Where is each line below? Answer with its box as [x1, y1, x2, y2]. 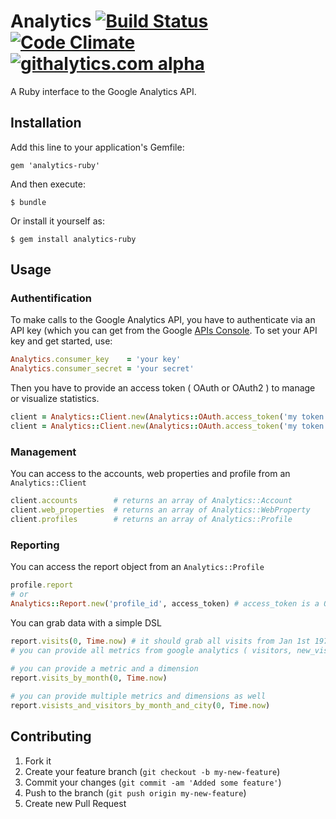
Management [10, 445, 77, 459]
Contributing [10, 728, 92, 745]
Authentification [10, 291, 92, 305]
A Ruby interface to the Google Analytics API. [10, 85, 197, 97]
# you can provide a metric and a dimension [10, 664, 199, 674]
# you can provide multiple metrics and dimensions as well [10, 691, 267, 702]
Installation [10, 115, 82, 132]
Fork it [24, 755, 52, 767]
